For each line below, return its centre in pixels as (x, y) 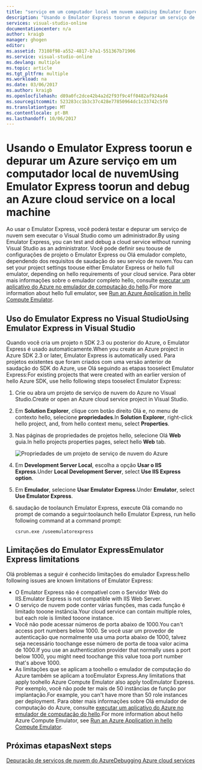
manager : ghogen (26, 40)
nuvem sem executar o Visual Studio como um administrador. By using (93, 235)
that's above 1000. (38, 663)
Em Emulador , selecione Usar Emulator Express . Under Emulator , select (105, 490)
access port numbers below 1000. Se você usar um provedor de (94, 631)
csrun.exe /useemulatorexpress (54, 532)
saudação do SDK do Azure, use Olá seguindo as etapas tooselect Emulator (100, 368)
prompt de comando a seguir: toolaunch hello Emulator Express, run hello (105, 514)
